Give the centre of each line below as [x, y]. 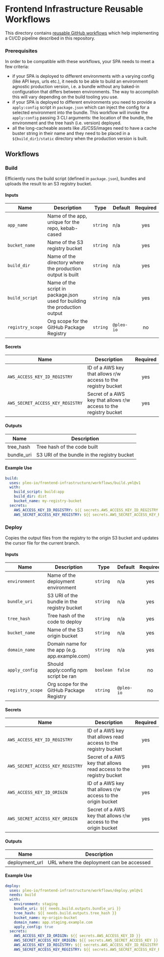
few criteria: [17, 67]
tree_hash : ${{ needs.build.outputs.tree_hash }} [65, 913]
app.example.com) [69, 656]
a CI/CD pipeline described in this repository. [50, 38]
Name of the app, [67, 216]
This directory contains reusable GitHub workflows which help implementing [82, 33]
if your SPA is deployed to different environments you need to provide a [84, 102]
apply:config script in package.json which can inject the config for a [81, 107]
